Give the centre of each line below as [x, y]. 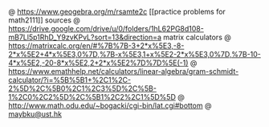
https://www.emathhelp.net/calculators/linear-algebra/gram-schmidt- [124, 71]
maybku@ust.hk [35, 114]
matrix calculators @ [197, 37]
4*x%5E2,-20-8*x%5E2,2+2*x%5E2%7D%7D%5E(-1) [98, 63]
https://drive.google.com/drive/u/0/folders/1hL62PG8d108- [106, 29]
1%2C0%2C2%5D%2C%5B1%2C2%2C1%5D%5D [92, 97]
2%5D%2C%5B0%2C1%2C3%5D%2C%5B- [82, 88]
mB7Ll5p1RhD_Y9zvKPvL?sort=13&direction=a [85, 37]
